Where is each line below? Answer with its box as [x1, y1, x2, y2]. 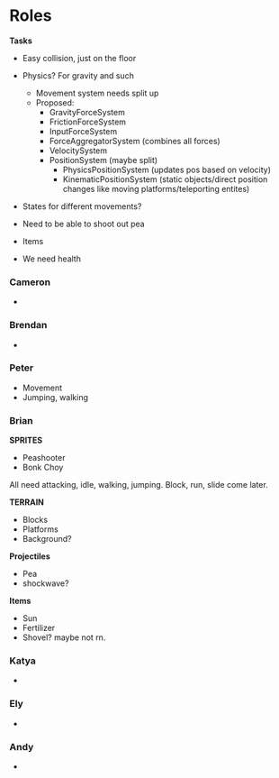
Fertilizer [22, 623, 56, 634]
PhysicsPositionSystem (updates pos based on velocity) [62, 164, 272, 175]
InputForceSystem [49, 125, 118, 136]
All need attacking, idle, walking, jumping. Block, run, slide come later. [9, 480, 268, 490]
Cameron [9, 276, 51, 288]
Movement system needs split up [35, 87, 159, 98]
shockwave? [22, 578, 69, 589]
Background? [22, 534, 72, 545]
